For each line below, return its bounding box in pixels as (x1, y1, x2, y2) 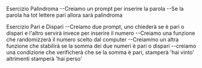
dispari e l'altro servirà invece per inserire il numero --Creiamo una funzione (6, 29, 195, 37)
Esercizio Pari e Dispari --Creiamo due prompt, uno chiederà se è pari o (6, 23, 185, 30)
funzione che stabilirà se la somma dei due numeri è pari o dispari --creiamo (6, 42, 197, 49)
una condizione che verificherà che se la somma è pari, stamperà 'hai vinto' (6, 49, 195, 56)
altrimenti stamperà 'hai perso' (6, 55, 83, 62)
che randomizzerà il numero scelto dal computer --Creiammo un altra (6, 36, 179, 43)
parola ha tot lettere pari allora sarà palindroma (6, 11, 122, 19)
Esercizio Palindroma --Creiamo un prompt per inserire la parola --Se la (6, 5, 184, 12)
